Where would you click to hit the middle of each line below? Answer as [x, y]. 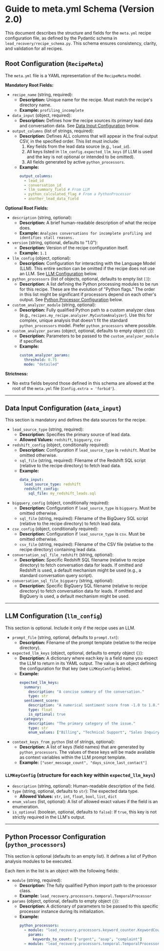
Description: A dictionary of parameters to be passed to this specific [89, 906]
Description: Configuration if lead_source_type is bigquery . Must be [88, 508]
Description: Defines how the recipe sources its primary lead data [86, 120]
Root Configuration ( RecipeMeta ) [54, 64]
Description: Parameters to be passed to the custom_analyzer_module [89, 336]
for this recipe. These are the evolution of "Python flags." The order [87, 289]
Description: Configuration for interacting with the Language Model [88, 263]
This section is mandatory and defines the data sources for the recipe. [76, 420]
